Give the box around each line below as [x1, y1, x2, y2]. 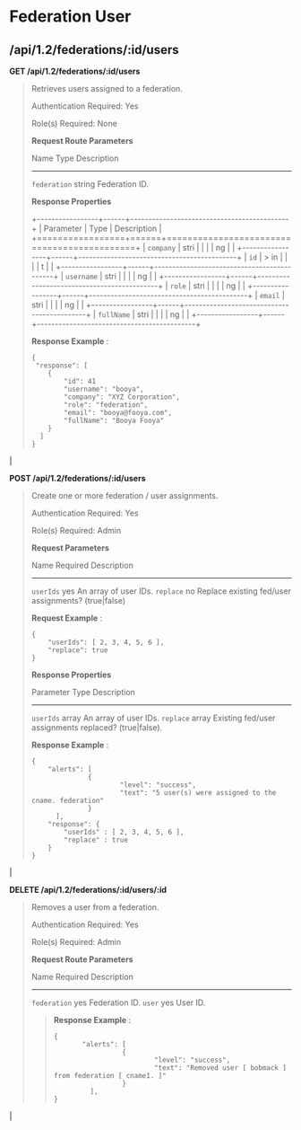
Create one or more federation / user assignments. [30, 490, 219, 500]
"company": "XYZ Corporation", [64, 393, 181, 402]
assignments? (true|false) [30, 596, 126, 605]
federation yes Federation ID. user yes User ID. [30, 997, 206, 1008]
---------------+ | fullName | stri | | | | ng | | [30, 309, 190, 320]
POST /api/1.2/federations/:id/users [9, 473, 146, 483]
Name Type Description [30, 153, 119, 163]
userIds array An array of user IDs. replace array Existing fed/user [30, 712, 276, 723]
